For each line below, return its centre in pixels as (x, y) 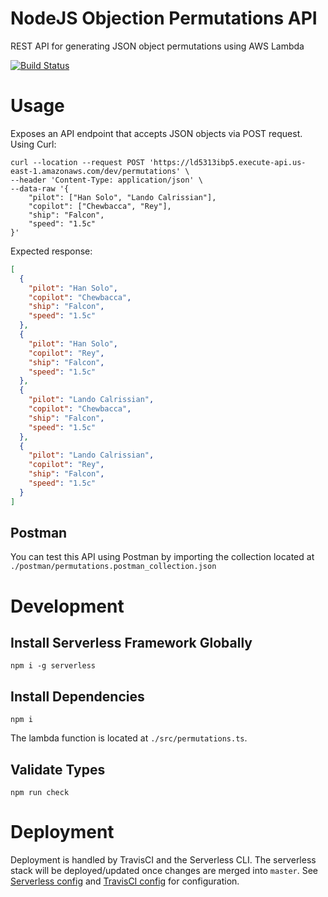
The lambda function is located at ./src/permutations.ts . (129, 738)
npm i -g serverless (53, 666)
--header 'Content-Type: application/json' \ (106, 180)
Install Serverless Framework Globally (131, 643)
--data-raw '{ (40, 188)
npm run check (40, 793)
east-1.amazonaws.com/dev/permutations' (96, 171)
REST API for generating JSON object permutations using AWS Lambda (157, 46)
